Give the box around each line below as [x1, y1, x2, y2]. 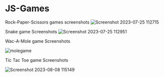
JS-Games [5, 3, 49, 14]
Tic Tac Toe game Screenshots [5, 57, 68, 63]
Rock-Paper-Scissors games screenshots [5, 19, 90, 25]
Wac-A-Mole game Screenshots [5, 38, 71, 44]
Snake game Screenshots [5, 28, 57, 34]
